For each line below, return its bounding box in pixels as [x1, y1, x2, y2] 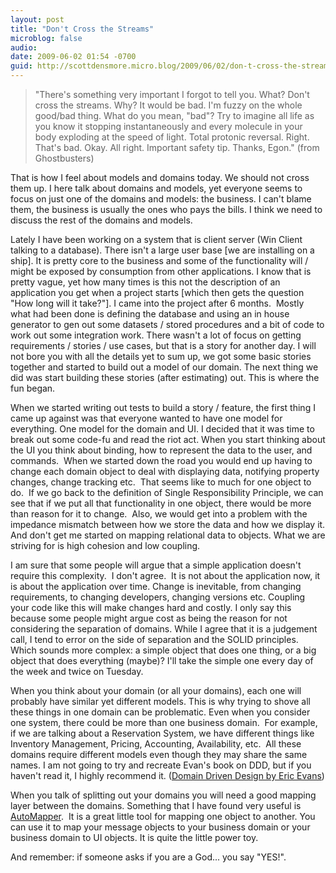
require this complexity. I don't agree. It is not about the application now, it [10, 570, 321, 581]
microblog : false [10, 33, 83, 43]
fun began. [10, 382, 56, 394]
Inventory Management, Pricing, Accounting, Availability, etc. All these [10, 738, 302, 750]
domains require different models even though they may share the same [10, 749, 308, 760]
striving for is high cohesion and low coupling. [10, 540, 201, 551]
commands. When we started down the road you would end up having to [10, 455, 313, 466]
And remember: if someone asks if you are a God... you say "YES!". [10, 851, 287, 863]
